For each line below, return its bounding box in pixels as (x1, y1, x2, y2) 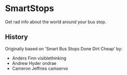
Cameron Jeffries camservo (12, 65, 68, 71)
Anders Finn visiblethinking (12, 55, 66, 61)
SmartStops (5, 3, 54, 14)
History (5, 33, 28, 41)
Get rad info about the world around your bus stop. (5, 19, 107, 25)
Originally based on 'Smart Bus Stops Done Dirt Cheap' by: (5, 45, 123, 51)
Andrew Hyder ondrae (12, 60, 57, 66)
